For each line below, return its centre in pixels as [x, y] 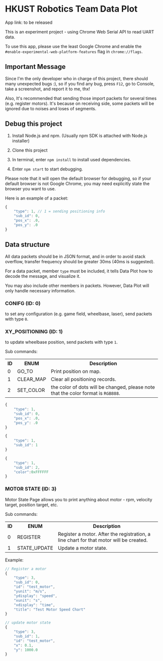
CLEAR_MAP [32, 379]
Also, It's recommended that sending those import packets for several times [81, 98]
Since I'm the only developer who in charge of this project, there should [76, 78]
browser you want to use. [30, 188]
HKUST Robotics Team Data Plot [71, 9]
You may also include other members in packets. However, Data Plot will [77, 286]
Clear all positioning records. [83, 379]
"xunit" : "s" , [28, 600]
